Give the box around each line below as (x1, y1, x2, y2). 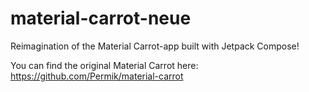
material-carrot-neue (10, 7, 192, 30)
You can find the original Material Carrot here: (10, 59, 199, 71)
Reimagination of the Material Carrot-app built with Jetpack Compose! (10, 40, 300, 52)
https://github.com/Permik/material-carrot (10, 70, 184, 82)
